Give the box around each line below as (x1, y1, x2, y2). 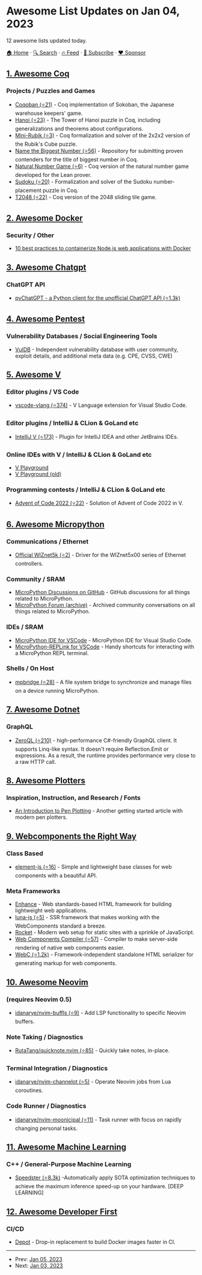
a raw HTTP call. (14, 758, 57, 765)
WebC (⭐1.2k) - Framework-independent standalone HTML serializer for (14, 951, 194, 958)
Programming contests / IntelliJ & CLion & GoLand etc (6, 485, 165, 494)
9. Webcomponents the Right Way (6, 831, 137, 841)
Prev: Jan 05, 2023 (14, 1256, 63, 1263)
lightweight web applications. (14, 907, 88, 914)
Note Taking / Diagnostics (6, 1032, 84, 1041)
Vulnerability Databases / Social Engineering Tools (6, 332, 158, 341)
